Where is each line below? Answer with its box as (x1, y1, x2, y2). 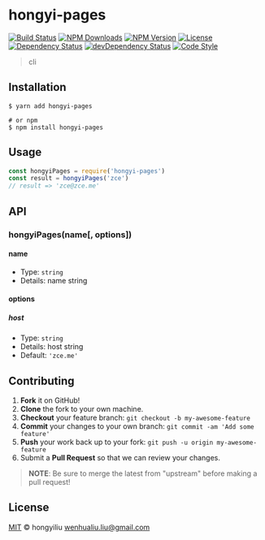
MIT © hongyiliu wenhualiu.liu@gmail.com (8, 522, 150, 532)
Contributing (8, 374, 75, 387)
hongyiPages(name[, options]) (8, 229, 132, 240)
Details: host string (20, 342, 84, 352)
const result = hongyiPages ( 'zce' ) (8, 175, 129, 183)
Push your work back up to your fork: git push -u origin (20, 437, 214, 447)
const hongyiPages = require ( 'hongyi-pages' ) (8, 166, 165, 175)
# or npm (8, 116, 38, 124)
